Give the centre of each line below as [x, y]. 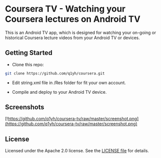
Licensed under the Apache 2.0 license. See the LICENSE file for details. [77, 151]
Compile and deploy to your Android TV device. [59, 92]
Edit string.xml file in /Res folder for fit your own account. [69, 83]
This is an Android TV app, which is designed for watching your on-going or [80, 32]
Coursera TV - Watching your [65, 9]
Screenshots [25, 107]
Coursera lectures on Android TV [73, 19]
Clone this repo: [28, 64]
